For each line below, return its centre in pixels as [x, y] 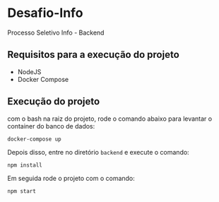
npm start [22, 191]
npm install [25, 165]
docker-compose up [34, 139]
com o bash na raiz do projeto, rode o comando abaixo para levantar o [110, 119]
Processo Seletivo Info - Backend [56, 32]
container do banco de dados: [51, 126]
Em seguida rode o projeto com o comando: [71, 178]
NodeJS [29, 71]
